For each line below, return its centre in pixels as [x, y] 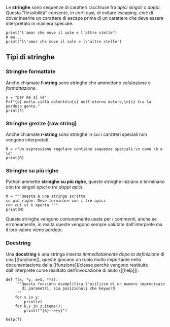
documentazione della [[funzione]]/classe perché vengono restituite [77, 265]
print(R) [15, 158]
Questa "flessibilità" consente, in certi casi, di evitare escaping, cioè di [79, 13]
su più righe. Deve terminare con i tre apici [56, 201]
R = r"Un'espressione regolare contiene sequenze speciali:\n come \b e [84, 149]
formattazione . [21, 88]
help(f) [14, 319]
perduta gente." [23, 106]
